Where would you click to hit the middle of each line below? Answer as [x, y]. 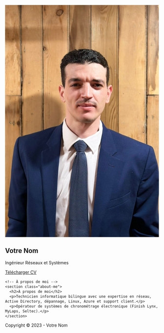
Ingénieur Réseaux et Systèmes [37, 262]
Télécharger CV [21, 272]
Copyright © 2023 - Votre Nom [36, 325]
